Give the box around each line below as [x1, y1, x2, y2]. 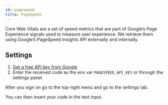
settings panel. [12, 74, 44, 80]
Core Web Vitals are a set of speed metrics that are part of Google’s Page [5, 25, 157, 31]
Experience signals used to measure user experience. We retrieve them [5, 31, 153, 37]
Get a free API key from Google [12, 64, 77, 70]
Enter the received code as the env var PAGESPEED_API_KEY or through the [12, 69, 163, 75]
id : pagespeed [5, 7, 35, 12]
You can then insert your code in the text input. [5, 94, 103, 100]
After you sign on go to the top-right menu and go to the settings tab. [5, 84, 148, 90]
